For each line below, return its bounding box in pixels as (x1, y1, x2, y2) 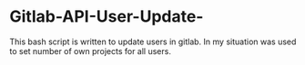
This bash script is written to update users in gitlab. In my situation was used (9, 36, 297, 47)
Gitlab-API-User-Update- (9, 6, 204, 27)
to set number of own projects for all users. (9, 45, 171, 56)
